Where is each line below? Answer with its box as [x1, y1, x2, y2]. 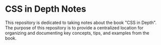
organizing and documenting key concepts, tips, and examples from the [5, 30, 150, 36]
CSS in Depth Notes [5, 3, 86, 15]
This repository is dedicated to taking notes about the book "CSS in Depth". [5, 20, 157, 25]
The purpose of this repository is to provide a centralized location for [5, 24, 144, 30]
